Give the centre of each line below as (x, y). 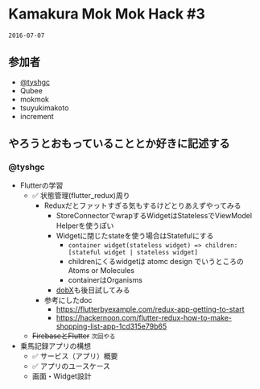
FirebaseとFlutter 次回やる (74, 336)
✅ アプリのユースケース (71, 366)
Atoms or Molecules (101, 271)
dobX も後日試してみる (93, 290)
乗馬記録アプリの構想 (55, 346)
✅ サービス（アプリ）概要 (75, 356)
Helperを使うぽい (85, 226)
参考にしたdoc (68, 300)
